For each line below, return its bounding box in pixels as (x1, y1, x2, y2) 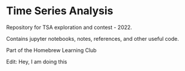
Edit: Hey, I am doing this (6, 58, 67, 65)
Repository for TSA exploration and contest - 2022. (6, 24, 132, 31)
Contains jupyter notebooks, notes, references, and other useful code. (6, 35, 179, 42)
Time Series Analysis (6, 4, 113, 18)
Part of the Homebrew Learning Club (6, 46, 97, 54)
